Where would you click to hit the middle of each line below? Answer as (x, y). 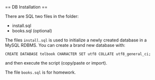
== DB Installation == (26, 7)
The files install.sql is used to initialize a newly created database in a (76, 40)
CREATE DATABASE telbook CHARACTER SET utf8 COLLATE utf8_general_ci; (78, 54)
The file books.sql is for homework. (41, 72)
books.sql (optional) (32, 31)
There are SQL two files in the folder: (42, 16)
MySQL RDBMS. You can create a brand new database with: (65, 45)
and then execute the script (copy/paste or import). (56, 63)
